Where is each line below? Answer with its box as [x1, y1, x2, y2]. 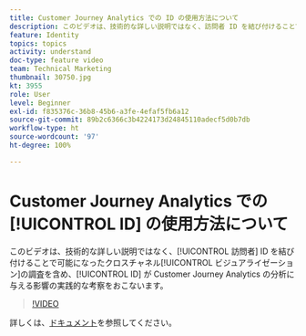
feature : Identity [9, 30, 79, 39]
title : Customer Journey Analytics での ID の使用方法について [9, 13, 240, 23]
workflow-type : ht [9, 124, 79, 133]
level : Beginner [9, 98, 71, 108]
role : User [9, 89, 51, 99]
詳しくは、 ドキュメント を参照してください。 [9, 317, 178, 328]
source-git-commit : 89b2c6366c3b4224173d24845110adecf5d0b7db [9, 115, 250, 124]
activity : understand [9, 47, 92, 57]
